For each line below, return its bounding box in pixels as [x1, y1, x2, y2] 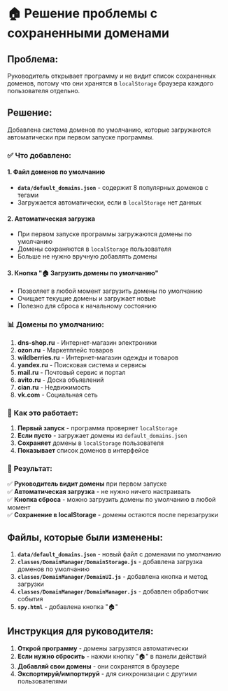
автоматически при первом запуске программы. [7, 132, 154, 141]
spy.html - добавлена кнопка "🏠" [17, 603, 119, 611]
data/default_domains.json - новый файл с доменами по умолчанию [17, 550, 222, 559]
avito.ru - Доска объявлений [17, 376, 104, 384]
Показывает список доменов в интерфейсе [17, 446, 149, 454]
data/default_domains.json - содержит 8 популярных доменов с [17, 183, 208, 191]
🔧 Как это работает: [7, 408, 78, 418]
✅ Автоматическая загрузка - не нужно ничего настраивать [7, 488, 191, 496]
